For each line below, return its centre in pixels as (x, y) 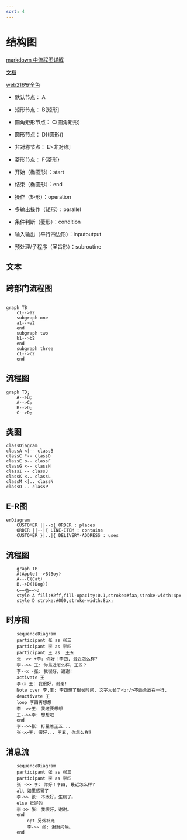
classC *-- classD (28, 456)
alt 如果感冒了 (33, 791)
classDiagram (22, 446)
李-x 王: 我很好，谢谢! (42, 683)
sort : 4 (15, 11)
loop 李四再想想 (34, 702)
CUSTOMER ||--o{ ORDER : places (56, 525)
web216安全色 (23, 84)
